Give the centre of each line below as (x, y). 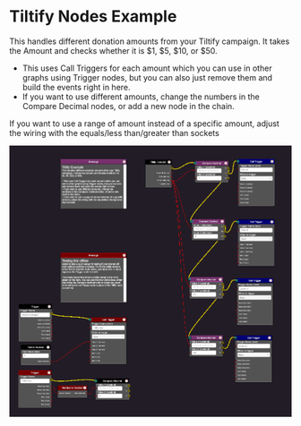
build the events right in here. (77, 87)
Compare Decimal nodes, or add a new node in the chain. (128, 106)
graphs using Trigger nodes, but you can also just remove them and (147, 77)
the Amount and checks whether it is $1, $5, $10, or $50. (113, 50)
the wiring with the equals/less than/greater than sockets (114, 132)
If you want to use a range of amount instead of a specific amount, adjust (144, 124)
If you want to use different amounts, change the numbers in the (141, 97)
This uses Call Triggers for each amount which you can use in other (147, 68)
